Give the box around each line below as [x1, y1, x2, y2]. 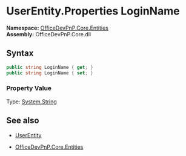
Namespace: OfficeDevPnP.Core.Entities [6, 24, 109, 31]
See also [6, 115, 39, 126]
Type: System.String [6, 98, 58, 105]
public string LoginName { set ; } [6, 70, 94, 76]
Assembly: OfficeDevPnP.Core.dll [6, 30, 91, 37]
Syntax [6, 48, 34, 59]
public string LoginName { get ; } [6, 64, 94, 70]
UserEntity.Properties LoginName [6, 4, 180, 18]
